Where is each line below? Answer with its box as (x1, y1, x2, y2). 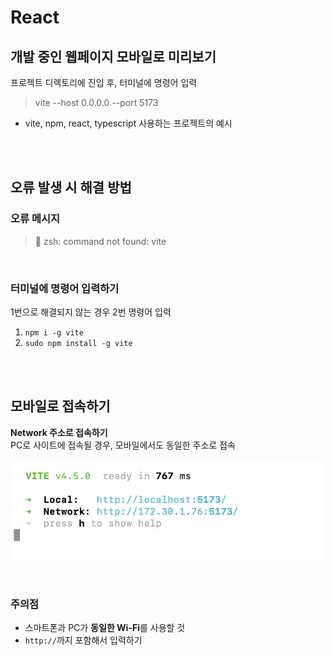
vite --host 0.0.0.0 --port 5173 (34, 97, 159, 108)
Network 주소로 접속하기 (10, 426, 108, 438)
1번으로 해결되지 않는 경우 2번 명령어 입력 (10, 306, 172, 318)
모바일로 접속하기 (10, 398, 111, 415)
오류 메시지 (10, 212, 61, 226)
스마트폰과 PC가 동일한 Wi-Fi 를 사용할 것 (24, 621, 186, 633)
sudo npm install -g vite (24, 338, 133, 348)
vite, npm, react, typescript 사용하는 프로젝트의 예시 (24, 117, 233, 129)
